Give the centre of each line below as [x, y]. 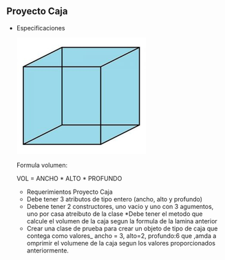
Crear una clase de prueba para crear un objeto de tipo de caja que [122, 228]
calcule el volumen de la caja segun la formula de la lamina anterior [122, 221]
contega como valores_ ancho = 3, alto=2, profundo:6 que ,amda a [121, 236]
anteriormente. [48, 250]
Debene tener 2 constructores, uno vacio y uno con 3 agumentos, [120, 206]
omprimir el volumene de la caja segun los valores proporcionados [121, 243]
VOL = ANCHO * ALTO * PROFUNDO [69, 178]
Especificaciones [41, 28]
